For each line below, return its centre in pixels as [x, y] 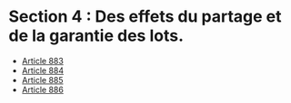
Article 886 [43, 89]
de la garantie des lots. [96, 36]
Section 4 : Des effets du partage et [145, 17]
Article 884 [43, 70]
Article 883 [43, 61]
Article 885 [43, 80]
